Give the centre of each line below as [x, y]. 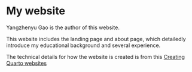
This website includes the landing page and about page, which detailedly [96, 39]
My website [36, 11]
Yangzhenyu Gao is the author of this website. [63, 27]
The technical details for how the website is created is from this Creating [96, 57]
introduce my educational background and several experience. [83, 45]
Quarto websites [26, 63]
